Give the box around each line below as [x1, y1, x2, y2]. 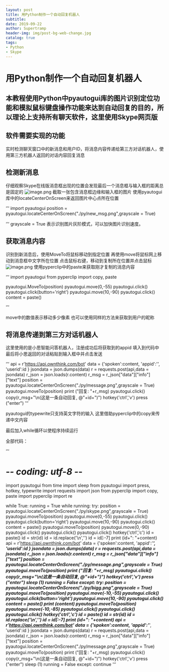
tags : [6, 40, 17, 45]
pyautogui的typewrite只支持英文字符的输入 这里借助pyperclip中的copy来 [6, 410, 156, 417]
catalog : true [6, 36, 36, 41]
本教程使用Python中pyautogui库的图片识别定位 [6, 94, 153, 103]
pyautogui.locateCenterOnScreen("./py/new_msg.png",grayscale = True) [6, 210, 156, 216]
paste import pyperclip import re [6, 493, 73, 499]
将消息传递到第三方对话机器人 [6, 330, 98, 339]
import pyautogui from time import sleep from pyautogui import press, [6, 483, 150, 489]
